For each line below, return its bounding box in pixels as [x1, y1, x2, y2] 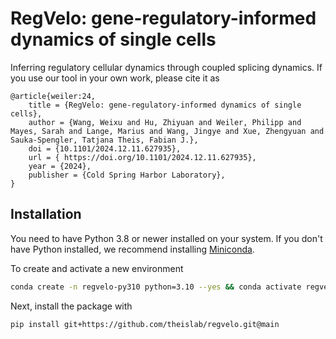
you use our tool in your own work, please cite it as [10, 72, 220, 84]
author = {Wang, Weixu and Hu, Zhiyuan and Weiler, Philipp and [28, 117, 302, 127]
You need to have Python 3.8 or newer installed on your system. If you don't [10, 232, 323, 244]
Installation [10, 206, 82, 223]
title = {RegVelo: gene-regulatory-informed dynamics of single [28, 100, 302, 110]
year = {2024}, [28, 161, 92, 171]
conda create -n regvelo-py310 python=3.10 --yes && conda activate [10, 282, 302, 292]
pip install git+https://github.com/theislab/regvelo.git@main [10, 319, 280, 329]
